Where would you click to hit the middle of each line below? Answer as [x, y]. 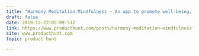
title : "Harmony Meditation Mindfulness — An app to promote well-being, [99, 11]
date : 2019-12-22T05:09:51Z [41, 22]
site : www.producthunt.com [39, 34]
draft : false [22, 17]
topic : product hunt [32, 39]
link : [13, 28]
